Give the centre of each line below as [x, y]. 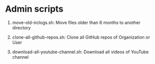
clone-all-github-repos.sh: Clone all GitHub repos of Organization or [81, 37]
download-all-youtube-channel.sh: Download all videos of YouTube [80, 52]
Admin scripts [34, 9]
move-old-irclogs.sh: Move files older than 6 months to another [76, 22]
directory [21, 27]
